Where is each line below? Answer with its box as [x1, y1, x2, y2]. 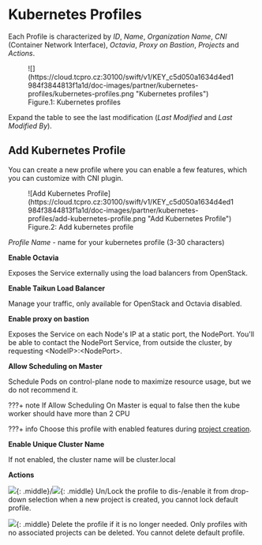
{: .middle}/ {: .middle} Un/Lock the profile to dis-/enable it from [16, 486, 229, 495]
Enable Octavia [8, 253, 59, 262]
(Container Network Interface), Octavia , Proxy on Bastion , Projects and [8, 39, 239, 49]
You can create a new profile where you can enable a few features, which [8, 164, 247, 175]
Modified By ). [8, 121, 53, 130]
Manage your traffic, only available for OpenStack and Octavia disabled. [8, 299, 242, 308]
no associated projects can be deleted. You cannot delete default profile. [8, 528, 245, 537]
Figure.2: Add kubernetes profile [28, 222, 134, 231]
